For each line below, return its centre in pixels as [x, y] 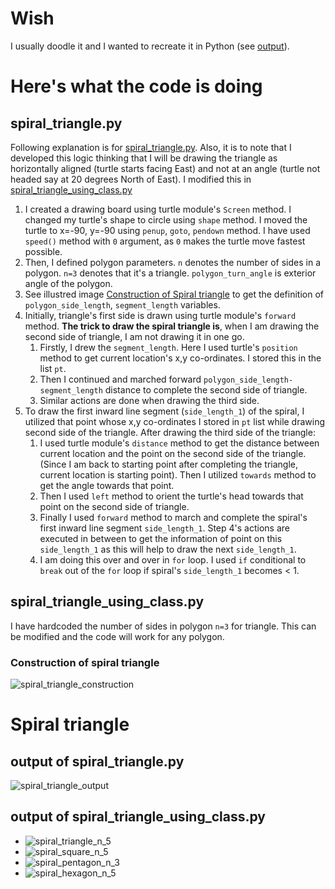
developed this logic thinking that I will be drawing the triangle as [144, 158]
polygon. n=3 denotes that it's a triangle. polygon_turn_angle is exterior [170, 273]
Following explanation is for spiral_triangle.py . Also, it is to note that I [151, 147]
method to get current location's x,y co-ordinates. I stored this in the [180, 358]
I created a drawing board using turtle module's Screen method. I [158, 209]
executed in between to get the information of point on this [161, 538]
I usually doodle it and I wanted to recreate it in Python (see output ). [150, 46]
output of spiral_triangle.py [97, 761]
